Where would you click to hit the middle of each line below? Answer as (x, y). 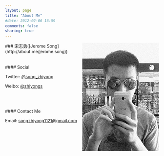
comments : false (21, 26)
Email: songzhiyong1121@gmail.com (41, 121)
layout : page (18, 10)
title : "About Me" (24, 15)
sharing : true (20, 31)
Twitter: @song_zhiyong (29, 77)
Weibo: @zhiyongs (24, 86)
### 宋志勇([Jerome (25, 46)
